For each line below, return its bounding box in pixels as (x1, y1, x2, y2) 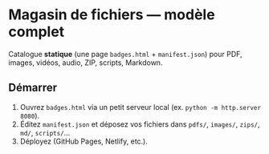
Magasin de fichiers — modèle (8, 6, 215, 24)
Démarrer (8, 81, 58, 95)
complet (8, 22, 65, 41)
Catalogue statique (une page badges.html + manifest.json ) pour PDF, (8, 49, 243, 59)
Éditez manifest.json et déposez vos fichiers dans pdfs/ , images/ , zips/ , (19, 119, 260, 129)
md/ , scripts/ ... (19, 128, 71, 137)
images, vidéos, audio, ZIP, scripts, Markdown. (8, 58, 163, 67)
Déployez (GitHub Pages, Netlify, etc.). (19, 136, 149, 146)
